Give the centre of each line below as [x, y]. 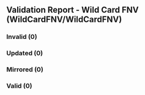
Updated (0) [25, 53]
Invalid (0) [22, 37]
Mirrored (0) [25, 69]
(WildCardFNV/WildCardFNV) [64, 20]
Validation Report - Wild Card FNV [72, 10]
